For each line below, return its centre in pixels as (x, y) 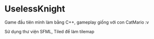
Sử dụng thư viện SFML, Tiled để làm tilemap (49, 31)
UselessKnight (35, 9)
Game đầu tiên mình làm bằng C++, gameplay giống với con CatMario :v (77, 22)
